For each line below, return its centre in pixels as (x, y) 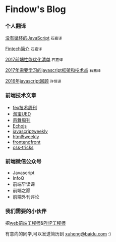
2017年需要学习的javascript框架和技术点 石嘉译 (53, 70)
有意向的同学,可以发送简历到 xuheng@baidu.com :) (58, 234)
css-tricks (23, 147)
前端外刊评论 (26, 197)
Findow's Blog (36, 9)
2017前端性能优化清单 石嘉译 (34, 60)
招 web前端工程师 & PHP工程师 (36, 223)
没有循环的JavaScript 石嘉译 (34, 38)
